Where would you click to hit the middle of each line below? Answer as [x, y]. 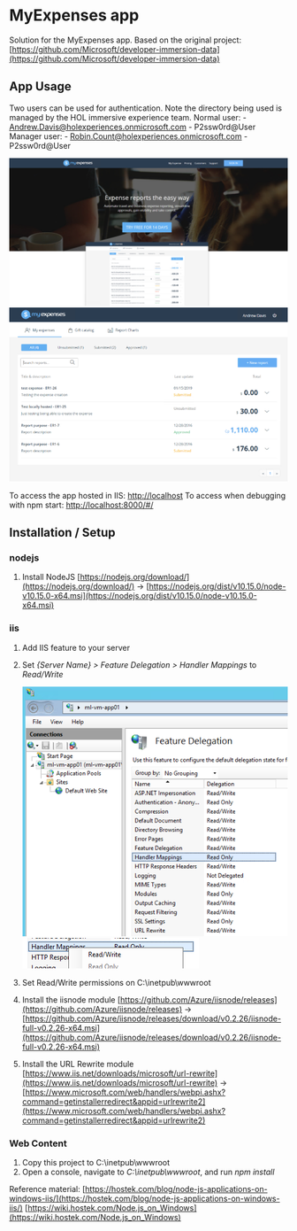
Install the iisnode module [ [71, 1000]
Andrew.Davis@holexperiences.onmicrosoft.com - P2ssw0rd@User [133, 127]
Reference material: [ [47, 1189]
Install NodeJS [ [51, 577]
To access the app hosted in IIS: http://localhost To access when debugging [148, 495]
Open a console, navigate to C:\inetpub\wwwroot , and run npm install [148, 1172]
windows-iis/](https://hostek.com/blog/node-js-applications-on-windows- [145, 1199]
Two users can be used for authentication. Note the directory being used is [146, 108]
